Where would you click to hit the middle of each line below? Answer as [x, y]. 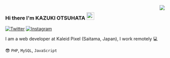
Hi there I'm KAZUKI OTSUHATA [45, 18]
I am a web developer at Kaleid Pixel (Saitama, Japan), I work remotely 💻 [81, 39]
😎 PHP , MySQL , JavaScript [31, 50]
